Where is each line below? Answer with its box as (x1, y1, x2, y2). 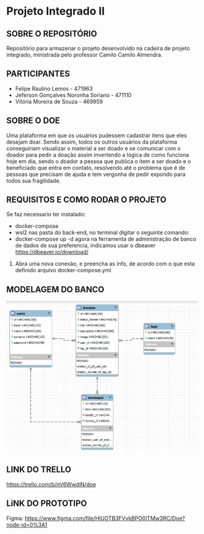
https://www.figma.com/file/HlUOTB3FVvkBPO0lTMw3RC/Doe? (24, 515, 186, 522)
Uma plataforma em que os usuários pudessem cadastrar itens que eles (6, 132, 188, 139)
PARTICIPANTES (6, 69, 70, 79)
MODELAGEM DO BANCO (6, 284, 105, 295)
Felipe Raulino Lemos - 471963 (15, 85, 93, 92)
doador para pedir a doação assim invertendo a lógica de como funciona (6, 151, 189, 158)
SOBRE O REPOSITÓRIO (6, 29, 97, 39)
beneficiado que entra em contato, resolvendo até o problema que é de (6, 164, 186, 171)
